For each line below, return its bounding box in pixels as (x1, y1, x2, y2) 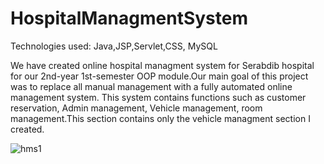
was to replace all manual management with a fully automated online (10, 80, 293, 92)
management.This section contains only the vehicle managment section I (10, 112, 311, 124)
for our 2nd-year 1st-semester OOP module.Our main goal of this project (10, 70, 309, 82)
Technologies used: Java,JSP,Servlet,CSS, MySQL (10, 40, 218, 52)
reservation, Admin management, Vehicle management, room (10, 102, 263, 114)
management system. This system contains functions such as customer (10, 91, 307, 103)
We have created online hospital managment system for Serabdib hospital (10, 59, 315, 71)
